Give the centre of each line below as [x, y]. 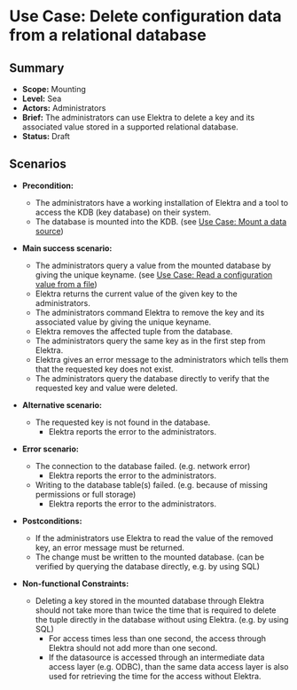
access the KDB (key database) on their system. [123, 212]
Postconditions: [52, 521]
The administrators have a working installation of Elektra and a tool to [162, 202]
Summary [37, 68]
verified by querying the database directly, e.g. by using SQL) [147, 566]
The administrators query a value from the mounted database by [153, 265]
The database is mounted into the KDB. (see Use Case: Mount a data [161, 221]
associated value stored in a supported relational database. [130, 127]
